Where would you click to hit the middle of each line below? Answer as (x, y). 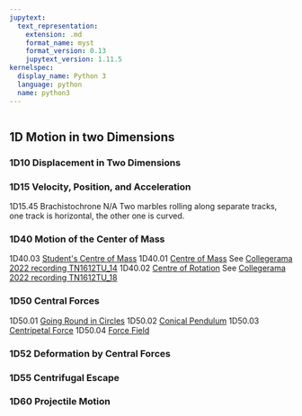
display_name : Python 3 (62, 76)
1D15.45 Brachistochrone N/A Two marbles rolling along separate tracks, (143, 207)
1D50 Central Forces (55, 301)
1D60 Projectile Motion (60, 402)
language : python (50, 84)
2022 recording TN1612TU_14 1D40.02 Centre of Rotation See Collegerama (147, 268)
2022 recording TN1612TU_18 (63, 278)
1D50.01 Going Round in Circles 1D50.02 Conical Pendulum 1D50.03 (134, 321)
